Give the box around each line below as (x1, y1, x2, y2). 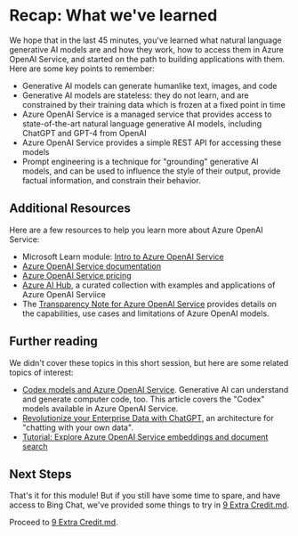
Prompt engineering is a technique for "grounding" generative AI (21, 156, 260, 166)
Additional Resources (9, 201, 131, 216)
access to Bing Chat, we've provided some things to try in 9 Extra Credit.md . (9, 499, 290, 510)
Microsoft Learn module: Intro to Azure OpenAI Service (21, 251, 224, 262)
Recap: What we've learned (9, 5, 218, 26)
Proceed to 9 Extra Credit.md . (9, 517, 118, 528)
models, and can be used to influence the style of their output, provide (21, 166, 281, 176)
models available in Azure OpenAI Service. (21, 402, 179, 414)
